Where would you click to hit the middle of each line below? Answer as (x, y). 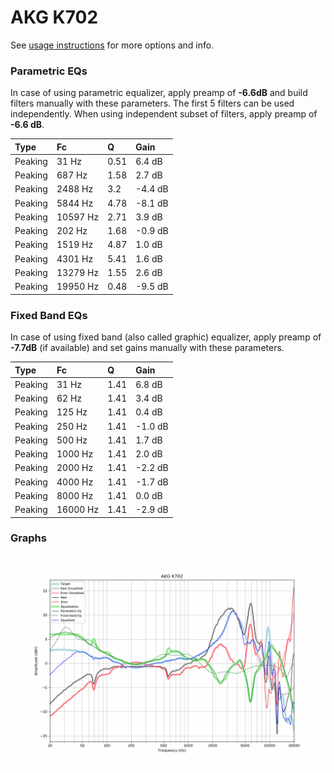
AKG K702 (54, 17)
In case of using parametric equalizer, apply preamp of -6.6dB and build (159, 93)
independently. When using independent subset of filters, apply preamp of (164, 114)
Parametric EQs (49, 71)
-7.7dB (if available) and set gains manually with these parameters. (147, 348)
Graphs (28, 538)
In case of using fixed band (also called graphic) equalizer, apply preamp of (166, 337)
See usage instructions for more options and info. (112, 45)
